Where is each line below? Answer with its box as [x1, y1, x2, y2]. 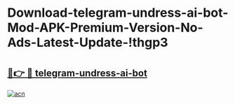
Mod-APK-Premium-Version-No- [7, 20, 203, 36]
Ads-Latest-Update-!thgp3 [7, 35, 168, 50]
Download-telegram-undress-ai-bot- [7, 5, 229, 21]
